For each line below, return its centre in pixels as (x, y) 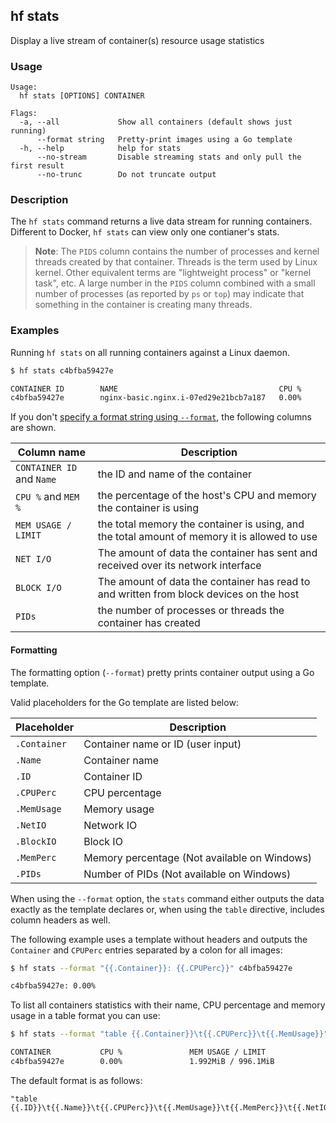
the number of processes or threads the (191, 611)
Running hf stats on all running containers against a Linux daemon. (150, 352)
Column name (51, 452)
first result (37, 166)
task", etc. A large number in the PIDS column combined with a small (175, 283)
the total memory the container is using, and (201, 524)
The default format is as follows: (76, 1080)
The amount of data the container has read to (204, 582)
